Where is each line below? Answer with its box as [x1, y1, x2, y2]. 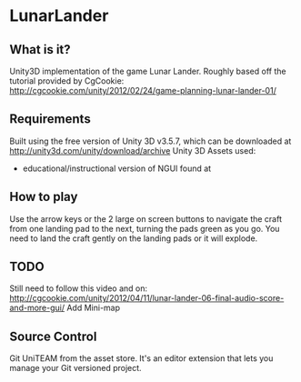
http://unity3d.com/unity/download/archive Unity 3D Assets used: [9, 145, 256, 156]
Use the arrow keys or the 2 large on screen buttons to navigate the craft [9, 213, 283, 224]
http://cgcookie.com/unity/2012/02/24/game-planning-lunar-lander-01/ [9, 85, 277, 95]
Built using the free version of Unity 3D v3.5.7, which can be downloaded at [9, 136, 292, 146]
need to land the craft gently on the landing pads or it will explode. [9, 233, 258, 244]
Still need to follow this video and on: [9, 283, 148, 294]
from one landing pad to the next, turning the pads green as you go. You [9, 223, 280, 234]
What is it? [9, 42, 71, 57]
